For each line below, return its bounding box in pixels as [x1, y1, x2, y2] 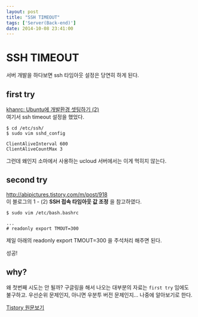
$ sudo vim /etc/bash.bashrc [6, 210, 79, 216]
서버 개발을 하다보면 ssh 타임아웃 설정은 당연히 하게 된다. [6, 72, 139, 79]
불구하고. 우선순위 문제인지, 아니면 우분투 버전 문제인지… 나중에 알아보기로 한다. [6, 291, 193, 298]
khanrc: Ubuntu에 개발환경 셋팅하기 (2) [6, 106, 99, 113]
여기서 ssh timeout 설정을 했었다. [6, 113, 85, 120]
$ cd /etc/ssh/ [6, 125, 44, 131]
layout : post [6, 8, 39, 15]
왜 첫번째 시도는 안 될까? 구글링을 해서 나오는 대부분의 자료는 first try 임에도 [6, 284, 190, 291]
